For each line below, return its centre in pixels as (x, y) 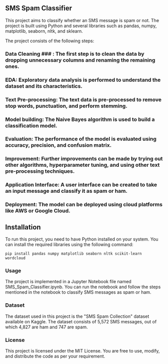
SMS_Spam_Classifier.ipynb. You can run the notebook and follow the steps (83, 287)
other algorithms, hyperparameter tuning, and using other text (82, 165)
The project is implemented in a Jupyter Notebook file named (68, 282)
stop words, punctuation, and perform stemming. (66, 106)
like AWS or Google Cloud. (38, 211)
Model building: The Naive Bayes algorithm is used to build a (80, 119)
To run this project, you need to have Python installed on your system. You (82, 239)
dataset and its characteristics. (44, 86)
